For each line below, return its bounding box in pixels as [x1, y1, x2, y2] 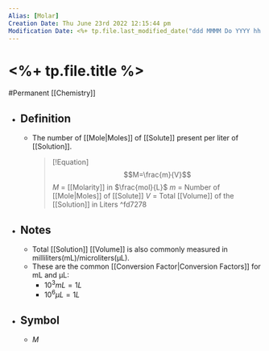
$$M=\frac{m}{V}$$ [123, 170, 192, 180]
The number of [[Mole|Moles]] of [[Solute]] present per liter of [31, 133, 239, 143]
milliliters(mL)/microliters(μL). [31, 253, 130, 262]
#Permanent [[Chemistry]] [8, 88, 96, 98]
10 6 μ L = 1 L [43, 288, 81, 299]
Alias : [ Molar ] [8, 11, 60, 20]
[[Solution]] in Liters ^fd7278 [52, 199, 147, 210]
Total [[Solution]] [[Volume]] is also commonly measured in [31, 244, 228, 254]
